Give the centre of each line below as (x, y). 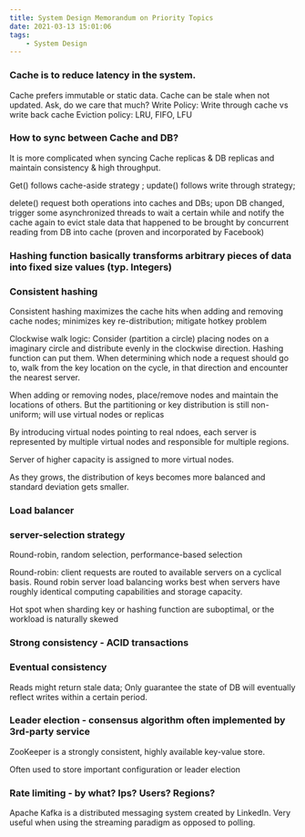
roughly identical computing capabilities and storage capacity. (126, 592)
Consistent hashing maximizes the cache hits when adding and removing (147, 312)
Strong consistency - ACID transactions (99, 643)
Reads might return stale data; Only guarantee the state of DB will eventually (152, 687)
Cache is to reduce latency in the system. (103, 76)
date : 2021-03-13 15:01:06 (61, 26)
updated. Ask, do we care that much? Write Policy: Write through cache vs (149, 105)
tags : (20, 35)
